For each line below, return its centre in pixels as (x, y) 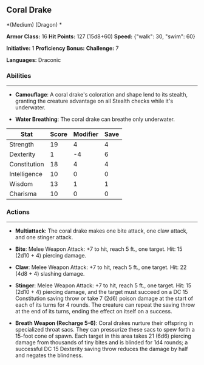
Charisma (23, 194)
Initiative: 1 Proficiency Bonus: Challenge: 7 (63, 48)
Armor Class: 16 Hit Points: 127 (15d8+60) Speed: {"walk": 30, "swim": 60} (101, 36)
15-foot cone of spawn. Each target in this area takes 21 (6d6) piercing (103, 336)
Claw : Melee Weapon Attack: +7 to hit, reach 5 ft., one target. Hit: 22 (101, 267)
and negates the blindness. (49, 355)
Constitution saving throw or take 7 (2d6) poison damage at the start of (104, 298)
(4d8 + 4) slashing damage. (50, 274)
